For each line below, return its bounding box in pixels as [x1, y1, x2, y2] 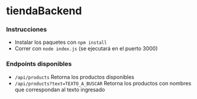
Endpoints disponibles [6, 60, 72, 68]
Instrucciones [6, 25, 47, 34]
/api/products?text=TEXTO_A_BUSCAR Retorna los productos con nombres [14, 79, 192, 87]
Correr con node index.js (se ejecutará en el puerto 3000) [14, 45, 158, 52]
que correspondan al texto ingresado [14, 86, 105, 93]
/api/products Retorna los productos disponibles [14, 73, 134, 81]
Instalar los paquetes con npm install [14, 39, 108, 46]
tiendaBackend [6, 4, 82, 18]
